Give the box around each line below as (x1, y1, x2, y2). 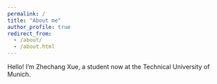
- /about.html (13, 43, 55, 50)
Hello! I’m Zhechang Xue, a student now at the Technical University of (7, 63, 210, 71)
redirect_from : (7, 30, 52, 37)
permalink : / (7, 10, 46, 18)
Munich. (7, 70, 31, 78)
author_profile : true (7, 23, 71, 30)
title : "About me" (7, 17, 61, 24)
